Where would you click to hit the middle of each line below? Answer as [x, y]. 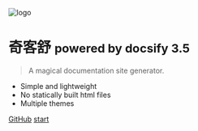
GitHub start [29, 119]
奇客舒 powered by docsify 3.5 [99, 48]
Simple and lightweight [58, 86]
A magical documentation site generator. [96, 70]
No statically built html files [65, 95]
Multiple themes [47, 103]
